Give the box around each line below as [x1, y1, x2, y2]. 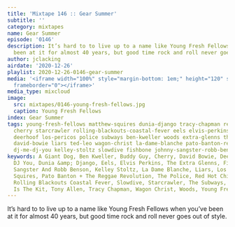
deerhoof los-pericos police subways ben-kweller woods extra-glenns [13, 133, 220, 140]
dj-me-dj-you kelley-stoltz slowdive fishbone [13, 147, 152, 154]
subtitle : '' [7, 17, 45, 24]
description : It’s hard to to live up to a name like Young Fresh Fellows [7, 43, 230, 50]
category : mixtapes [7, 23, 64, 30]
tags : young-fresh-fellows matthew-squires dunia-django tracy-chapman [7, 120, 220, 128]
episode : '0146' [7, 36, 55, 43]
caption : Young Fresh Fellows [13, 108, 101, 115]
